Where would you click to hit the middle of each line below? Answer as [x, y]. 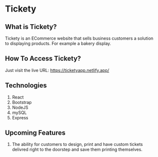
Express [20, 117]
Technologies [26, 86]
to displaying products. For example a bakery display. [58, 43]
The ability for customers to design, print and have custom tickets [77, 144]
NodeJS [20, 107]
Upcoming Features [35, 133]
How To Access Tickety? [43, 59]
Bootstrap [22, 102]
